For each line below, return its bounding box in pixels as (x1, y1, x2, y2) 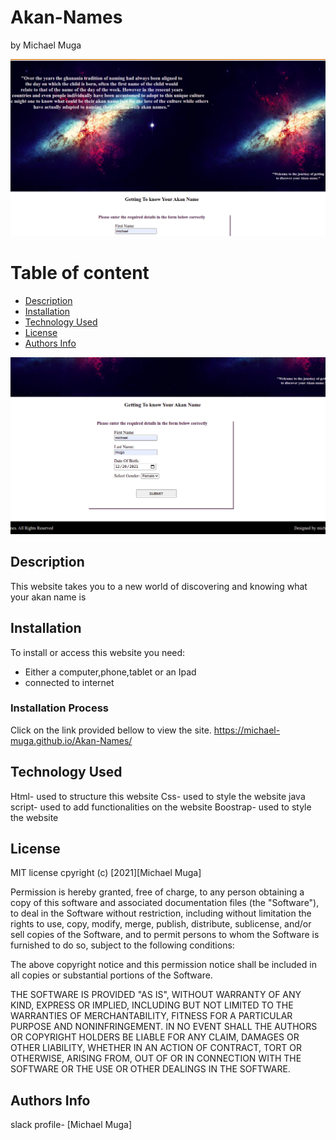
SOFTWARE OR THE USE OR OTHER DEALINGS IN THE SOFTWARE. (10, 1063, 291, 1075)
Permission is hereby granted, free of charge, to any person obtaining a (10, 886, 305, 898)
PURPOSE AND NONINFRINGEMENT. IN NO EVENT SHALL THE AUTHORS (10, 1021, 318, 1033)
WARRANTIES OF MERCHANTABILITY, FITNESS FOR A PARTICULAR (10, 1010, 293, 1022)
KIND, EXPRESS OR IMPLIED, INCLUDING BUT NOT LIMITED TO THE (10, 999, 294, 1011)
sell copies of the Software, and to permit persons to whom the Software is (10, 929, 320, 941)
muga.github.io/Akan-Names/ (10, 734, 133, 746)
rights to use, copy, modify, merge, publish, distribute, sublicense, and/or (10, 918, 312, 930)
